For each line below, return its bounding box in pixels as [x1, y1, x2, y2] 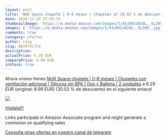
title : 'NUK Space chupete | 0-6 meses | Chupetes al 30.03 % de [5, 12, 142, 17]
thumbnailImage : [5, 21, 39, 26]
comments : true [5, 30, 37, 35]
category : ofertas [5, 35, 43, 40]
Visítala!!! [5, 105, 24, 111]
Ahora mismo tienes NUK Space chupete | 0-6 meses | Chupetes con [5, 76, 147, 82]
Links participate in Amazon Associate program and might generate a [5, 114, 146, 121]
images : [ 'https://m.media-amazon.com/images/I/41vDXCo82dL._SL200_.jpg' [5, 26, 163, 31]
